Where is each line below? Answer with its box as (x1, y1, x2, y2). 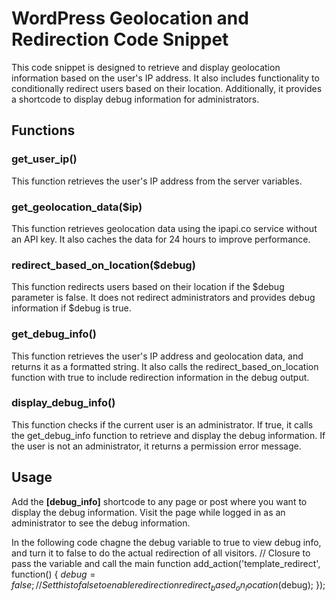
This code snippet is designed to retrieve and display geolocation (11, 61, 281, 73)
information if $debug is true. (11, 302, 132, 314)
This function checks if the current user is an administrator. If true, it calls (11, 418, 314, 431)
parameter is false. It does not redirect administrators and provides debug (11, 292, 316, 304)
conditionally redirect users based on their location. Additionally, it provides (11, 82, 323, 94)
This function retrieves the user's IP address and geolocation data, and (11, 350, 304, 362)
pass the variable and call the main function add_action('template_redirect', (11, 557, 321, 569)
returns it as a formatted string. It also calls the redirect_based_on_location (11, 360, 319, 372)
